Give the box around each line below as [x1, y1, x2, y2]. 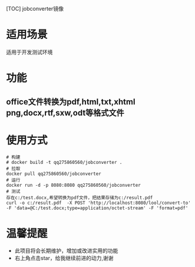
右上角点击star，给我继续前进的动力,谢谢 [14, 255, 114, 262]
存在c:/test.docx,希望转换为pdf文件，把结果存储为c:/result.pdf [6, 195, 153, 201]
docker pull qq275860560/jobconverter [6, 171, 101, 177]
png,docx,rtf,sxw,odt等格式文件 [6, 108, 125, 118]
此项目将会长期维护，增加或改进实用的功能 [14, 247, 118, 255]
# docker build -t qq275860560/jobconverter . [6, 160, 123, 166]
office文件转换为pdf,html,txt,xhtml [6, 97, 135, 107]
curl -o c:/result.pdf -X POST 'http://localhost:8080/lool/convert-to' [6, 200, 191, 206]
